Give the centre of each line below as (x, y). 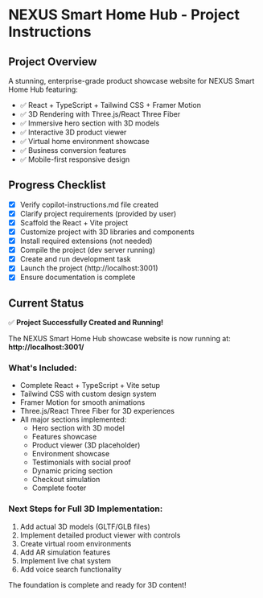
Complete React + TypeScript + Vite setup (90, 386)
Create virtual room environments (76, 543)
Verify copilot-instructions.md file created (89, 204)
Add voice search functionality (71, 569)
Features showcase (64, 437)
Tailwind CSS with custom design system (88, 394)
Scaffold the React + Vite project (74, 222)
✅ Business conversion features (73, 150)
